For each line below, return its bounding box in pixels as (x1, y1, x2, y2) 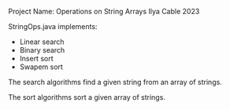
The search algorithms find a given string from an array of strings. (8, 78, 222, 86)
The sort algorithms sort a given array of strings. (8, 93, 165, 101)
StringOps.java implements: (8, 22, 98, 31)
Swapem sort (19, 62, 63, 71)
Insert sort (19, 54, 54, 63)
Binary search (19, 46, 65, 54)
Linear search (19, 37, 65, 46)
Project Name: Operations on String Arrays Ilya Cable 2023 (8, 7, 200, 16)
